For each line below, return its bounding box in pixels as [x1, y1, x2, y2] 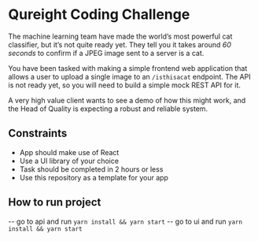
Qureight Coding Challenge [8, 6, 190, 24]
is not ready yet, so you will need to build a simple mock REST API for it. [8, 80, 241, 90]
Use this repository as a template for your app [19, 172, 169, 182]
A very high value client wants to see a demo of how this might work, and [8, 95, 246, 105]
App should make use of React [19, 147, 120, 157]
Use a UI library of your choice [19, 156, 120, 165]
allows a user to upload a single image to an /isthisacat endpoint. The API [8, 72, 251, 81]
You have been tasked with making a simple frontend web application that [8, 63, 248, 72]
